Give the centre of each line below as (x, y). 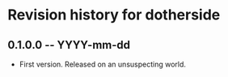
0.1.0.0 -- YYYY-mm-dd (69, 45)
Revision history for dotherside (114, 15)
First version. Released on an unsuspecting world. (103, 64)
